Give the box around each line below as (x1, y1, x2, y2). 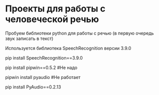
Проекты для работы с (5, 3, 106, 14)
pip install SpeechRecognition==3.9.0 (5, 54, 83, 60)
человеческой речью (5, 13, 99, 25)
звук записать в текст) (5, 35, 54, 41)
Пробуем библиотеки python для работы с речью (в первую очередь (5, 30, 154, 36)
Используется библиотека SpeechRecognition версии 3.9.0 (5, 45, 131, 51)
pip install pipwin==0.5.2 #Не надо (5, 64, 78, 70)
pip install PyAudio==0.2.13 (5, 83, 61, 90)
